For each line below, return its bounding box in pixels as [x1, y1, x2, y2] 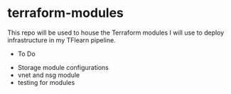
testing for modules [17, 78, 75, 86]
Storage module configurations [17, 63, 109, 71]
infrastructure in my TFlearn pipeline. [7, 35, 116, 44]
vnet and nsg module [17, 71, 80, 79]
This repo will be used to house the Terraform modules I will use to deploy [7, 28, 225, 37]
